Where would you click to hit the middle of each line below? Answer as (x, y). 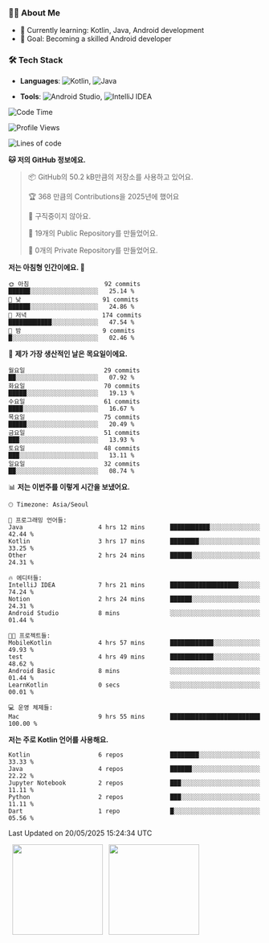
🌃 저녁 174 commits (75, 315)
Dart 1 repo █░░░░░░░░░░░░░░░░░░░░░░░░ (134, 811)
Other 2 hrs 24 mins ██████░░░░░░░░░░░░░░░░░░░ (134, 555)
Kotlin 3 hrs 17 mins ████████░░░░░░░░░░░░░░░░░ (134, 541)
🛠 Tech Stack (36, 60)
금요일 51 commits (74, 433)
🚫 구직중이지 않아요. (59, 215)
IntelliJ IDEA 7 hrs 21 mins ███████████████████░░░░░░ (134, 585)
